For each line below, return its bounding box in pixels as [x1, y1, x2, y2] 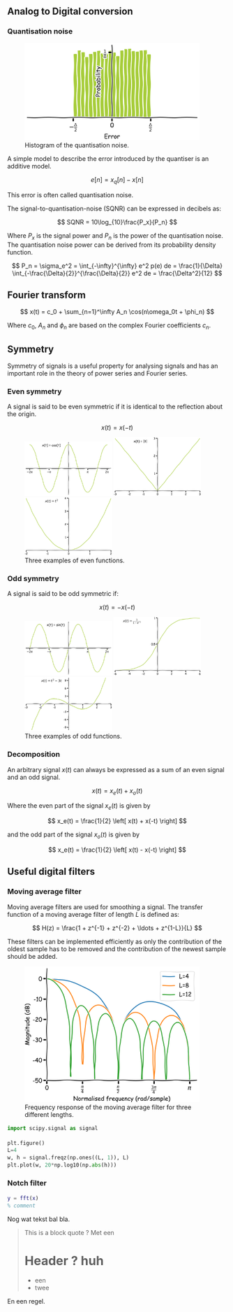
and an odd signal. [7, 773, 61, 781]
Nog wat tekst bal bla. [7, 1215, 70, 1223]
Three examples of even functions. [24, 556, 125, 565]
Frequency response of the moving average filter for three [24, 1103, 192, 1111]
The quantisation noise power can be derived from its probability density [7, 241, 216, 249]
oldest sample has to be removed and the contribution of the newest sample [7, 944, 227, 953]
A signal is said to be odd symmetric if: [7, 590, 119, 598]
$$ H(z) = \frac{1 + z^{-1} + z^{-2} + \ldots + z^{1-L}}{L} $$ [32, 923, 202, 932]
